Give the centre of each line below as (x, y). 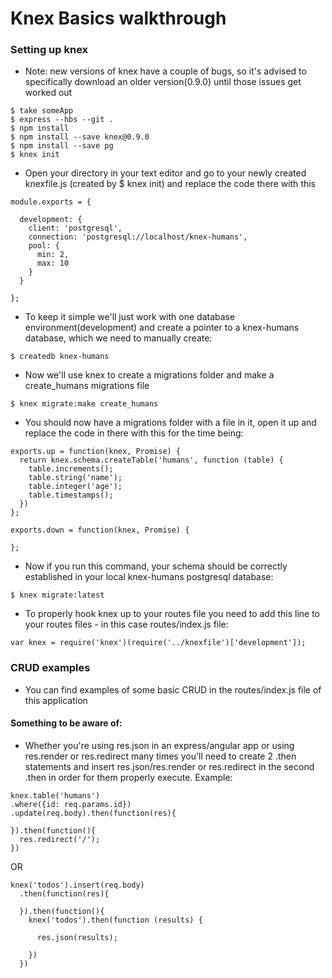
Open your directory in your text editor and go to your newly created (165, 173)
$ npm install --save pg (62, 146)
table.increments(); (71, 469)
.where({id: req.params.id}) (71, 804)
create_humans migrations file (87, 386)
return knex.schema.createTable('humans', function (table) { (151, 460)
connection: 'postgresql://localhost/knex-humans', (138, 237)
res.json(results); (77, 937)
